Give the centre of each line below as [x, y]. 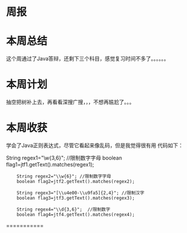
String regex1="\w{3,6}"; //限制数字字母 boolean [64, 158]
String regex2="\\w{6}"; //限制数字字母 [64, 177]
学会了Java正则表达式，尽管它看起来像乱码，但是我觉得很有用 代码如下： [95, 145]
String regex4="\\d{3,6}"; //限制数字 [63, 209]
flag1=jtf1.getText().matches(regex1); [50, 164]
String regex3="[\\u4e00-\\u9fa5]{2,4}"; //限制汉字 [81, 193]
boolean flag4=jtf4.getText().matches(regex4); [76, 215]
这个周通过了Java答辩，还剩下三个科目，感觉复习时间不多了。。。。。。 [88, 59]
